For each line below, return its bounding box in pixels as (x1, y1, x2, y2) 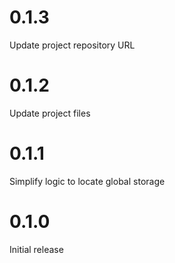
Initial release (9, 243, 64, 255)
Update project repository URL (9, 39, 136, 51)
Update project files (9, 107, 91, 119)
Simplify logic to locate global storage (9, 175, 166, 187)
